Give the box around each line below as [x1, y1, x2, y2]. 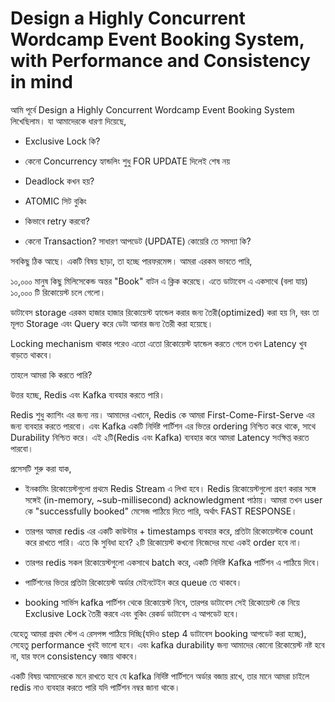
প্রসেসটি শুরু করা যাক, [10, 462, 72, 474]
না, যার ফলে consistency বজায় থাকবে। [10, 650, 139, 662]
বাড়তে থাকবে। [10, 348, 54, 361]
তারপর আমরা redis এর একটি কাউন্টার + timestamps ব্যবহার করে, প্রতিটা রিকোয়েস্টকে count [24, 525, 314, 537]
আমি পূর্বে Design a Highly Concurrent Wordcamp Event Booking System [10, 103, 295, 116]
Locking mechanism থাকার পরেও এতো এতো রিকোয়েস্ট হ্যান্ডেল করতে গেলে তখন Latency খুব [10, 337, 307, 349]
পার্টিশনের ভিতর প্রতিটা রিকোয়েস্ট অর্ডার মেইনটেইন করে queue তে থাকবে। [24, 576, 243, 588]
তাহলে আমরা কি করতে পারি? [10, 368, 93, 381]
